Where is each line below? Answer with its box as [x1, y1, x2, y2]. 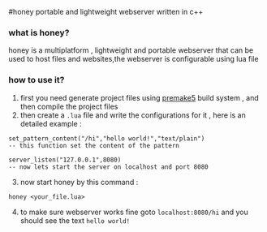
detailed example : [19, 118, 83, 128]
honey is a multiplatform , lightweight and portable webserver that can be [8, 45, 254, 55]
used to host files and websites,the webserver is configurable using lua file [8, 54, 259, 64]
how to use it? [8, 75, 65, 86]
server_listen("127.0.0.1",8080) [8, 156, 122, 164]
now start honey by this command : [19, 177, 139, 187]
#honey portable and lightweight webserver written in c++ [8, 7, 204, 16]
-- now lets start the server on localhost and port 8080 [8, 162, 209, 171]
